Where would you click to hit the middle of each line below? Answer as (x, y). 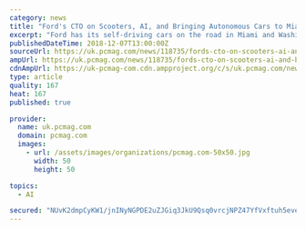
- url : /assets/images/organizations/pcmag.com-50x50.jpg (138, 153)
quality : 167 (34, 85)
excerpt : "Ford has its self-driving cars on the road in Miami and (142, 35)
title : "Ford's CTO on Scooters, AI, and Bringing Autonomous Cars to (146, 26)
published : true (40, 102)
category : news (38, 18)
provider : (28, 119)
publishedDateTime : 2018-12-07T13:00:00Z (89, 43)
